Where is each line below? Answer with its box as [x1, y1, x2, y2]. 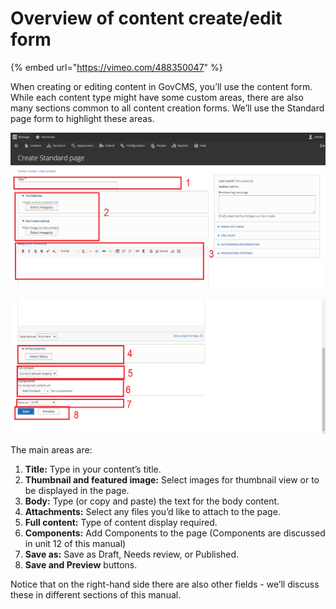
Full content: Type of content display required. [24, 516, 218, 528]
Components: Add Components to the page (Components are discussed [24, 527, 326, 539]
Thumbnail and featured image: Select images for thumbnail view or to [24, 473, 320, 486]
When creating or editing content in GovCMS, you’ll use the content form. [10, 80, 313, 92]
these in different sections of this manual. [10, 588, 182, 601]
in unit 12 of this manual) [24, 537, 127, 549]
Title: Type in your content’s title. [24, 463, 162, 475]
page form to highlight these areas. [10, 112, 155, 124]
